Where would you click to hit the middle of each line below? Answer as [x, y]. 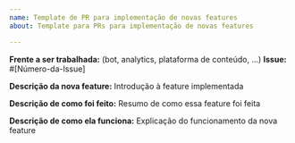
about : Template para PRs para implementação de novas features [131, 26]
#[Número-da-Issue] [47, 69]
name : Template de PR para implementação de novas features [124, 17]
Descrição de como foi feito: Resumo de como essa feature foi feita [135, 103]
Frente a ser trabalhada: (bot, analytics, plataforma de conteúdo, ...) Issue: [148, 59]
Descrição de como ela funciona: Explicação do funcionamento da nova [143, 121]
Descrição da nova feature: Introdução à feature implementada [126, 86]
